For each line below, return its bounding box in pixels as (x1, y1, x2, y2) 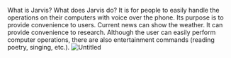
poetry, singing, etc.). (7, 43, 70, 51)
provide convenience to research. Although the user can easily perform (7, 28, 216, 36)
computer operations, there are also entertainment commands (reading (7, 36, 215, 44)
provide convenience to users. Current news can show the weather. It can (7, 21, 223, 29)
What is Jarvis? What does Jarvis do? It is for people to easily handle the (7, 6, 220, 14)
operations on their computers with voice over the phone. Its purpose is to (7, 13, 225, 22)
